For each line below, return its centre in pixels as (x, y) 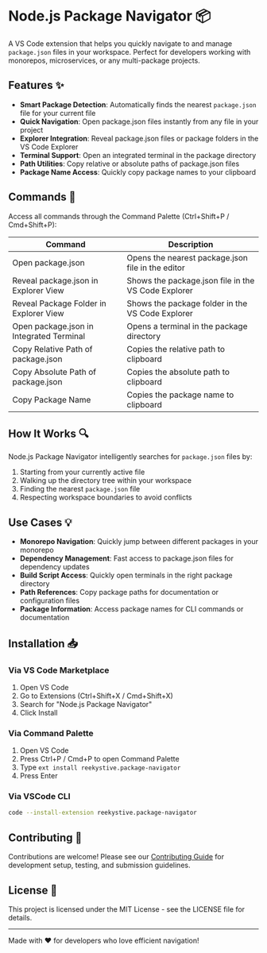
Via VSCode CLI (39, 797)
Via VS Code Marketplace (59, 670)
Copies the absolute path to (178, 372)
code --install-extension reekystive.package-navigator (103, 813)
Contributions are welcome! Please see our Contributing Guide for (116, 857)
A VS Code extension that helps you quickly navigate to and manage (120, 43)
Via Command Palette (51, 733)
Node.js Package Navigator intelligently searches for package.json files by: (130, 457)
